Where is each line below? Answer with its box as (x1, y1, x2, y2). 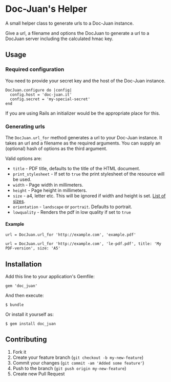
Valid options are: (5, 155, 42, 161)
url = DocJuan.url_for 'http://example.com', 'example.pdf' (5, 232, 137, 238)
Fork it (12, 349, 27, 355)
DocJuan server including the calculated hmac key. (5, 35, 114, 42)
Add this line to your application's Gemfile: (5, 273, 95, 279)
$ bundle (5, 302, 24, 307)
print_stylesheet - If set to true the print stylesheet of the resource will (12, 171, 165, 177)
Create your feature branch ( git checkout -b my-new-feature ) (12, 354, 144, 360)
